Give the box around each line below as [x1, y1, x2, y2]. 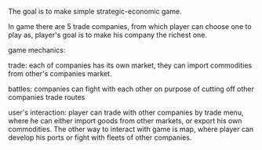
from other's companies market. [8, 69, 112, 78]
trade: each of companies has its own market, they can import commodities [8, 60, 253, 70]
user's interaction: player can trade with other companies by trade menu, [8, 108, 244, 117]
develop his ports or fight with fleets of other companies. [8, 133, 192, 142]
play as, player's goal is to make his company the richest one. [8, 31, 208, 39]
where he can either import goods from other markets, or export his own [8, 116, 242, 125]
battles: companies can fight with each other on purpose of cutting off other [8, 84, 255, 93]
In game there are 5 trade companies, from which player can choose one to [8, 22, 253, 31]
